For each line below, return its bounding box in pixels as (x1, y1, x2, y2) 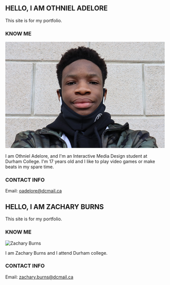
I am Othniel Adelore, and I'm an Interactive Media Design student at (5, 153, 148, 159)
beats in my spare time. (5, 164, 54, 170)
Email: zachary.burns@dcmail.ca (5, 274, 73, 280)
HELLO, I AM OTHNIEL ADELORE (5, 4, 108, 13)
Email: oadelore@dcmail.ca (5, 188, 62, 194)
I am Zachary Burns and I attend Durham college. (5, 250, 108, 256)
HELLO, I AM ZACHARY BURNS (5, 202, 104, 211)
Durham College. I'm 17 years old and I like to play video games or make (5, 159, 155, 165)
